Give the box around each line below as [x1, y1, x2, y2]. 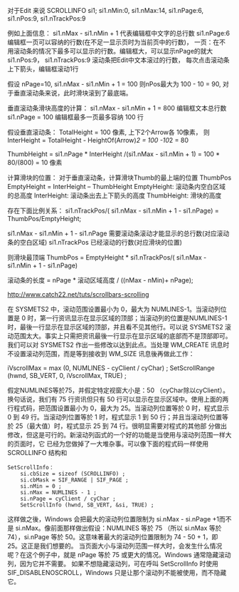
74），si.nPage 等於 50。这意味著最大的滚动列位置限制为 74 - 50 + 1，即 [7, 533, 218, 541]
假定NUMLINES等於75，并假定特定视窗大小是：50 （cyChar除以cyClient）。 [7, 386, 230, 394]
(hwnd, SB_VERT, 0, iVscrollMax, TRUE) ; [7, 372, 127, 379]
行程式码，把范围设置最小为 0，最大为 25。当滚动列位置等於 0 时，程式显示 [7, 404, 230, 412]
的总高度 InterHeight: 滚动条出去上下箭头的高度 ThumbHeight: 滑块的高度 [7, 191, 222, 200]
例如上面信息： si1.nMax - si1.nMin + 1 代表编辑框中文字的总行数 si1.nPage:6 [7, 29, 230, 37]
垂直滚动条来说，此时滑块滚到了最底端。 [13, 88, 132, 97]
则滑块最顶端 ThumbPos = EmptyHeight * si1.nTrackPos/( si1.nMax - [7, 253, 207, 262]
